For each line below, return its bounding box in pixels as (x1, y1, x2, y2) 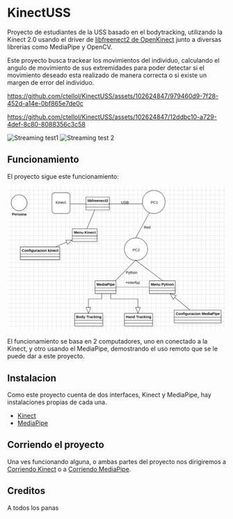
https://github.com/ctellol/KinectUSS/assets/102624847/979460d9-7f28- (7, 92, 219, 100)
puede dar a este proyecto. (7, 352, 85, 360)
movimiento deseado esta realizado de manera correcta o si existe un (7, 71, 207, 79)
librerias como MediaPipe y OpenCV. (7, 42, 113, 51)
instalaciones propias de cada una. (7, 398, 107, 406)
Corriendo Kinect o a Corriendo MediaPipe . (7, 465, 131, 473)
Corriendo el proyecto (7, 439, 104, 451)
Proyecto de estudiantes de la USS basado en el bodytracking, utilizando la (7, 28, 223, 36)
